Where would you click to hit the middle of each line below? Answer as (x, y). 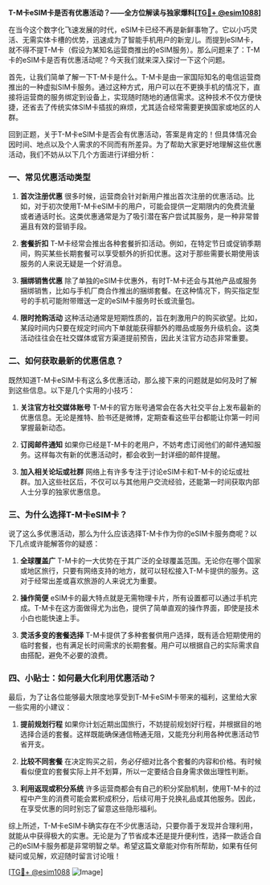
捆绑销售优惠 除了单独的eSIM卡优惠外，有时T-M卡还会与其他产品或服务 (138, 281)
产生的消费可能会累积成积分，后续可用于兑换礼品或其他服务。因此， (147, 799)
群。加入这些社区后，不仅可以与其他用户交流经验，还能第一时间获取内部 (139, 481)
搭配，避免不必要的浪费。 (70, 655)
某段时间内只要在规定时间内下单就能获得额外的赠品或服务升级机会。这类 (139, 328)
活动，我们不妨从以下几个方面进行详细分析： (82, 154)
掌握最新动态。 (45, 427)
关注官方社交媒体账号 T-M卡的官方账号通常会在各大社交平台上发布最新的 (140, 407)
